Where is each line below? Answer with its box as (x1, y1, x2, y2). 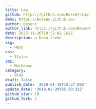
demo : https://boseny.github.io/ (5, 17, 75, 22)
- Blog (10, 73, 24, 78)
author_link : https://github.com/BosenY (5, 26, 91, 31)
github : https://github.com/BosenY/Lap (5, 12, 89, 17)
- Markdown (10, 63, 33, 68)
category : (5, 68, 26, 73)
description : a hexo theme (5, 36, 62, 41)
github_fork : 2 (5, 96, 37, 101)
